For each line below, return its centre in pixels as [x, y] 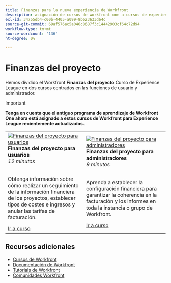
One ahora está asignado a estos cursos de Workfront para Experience [82, 118]
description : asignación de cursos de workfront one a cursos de [76, 15]
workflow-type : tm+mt [28, 29]
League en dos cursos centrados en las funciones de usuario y [71, 88]
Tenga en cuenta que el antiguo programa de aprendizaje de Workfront [82, 113]
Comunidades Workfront [38, 275]
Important [16, 103]
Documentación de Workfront [44, 264]
